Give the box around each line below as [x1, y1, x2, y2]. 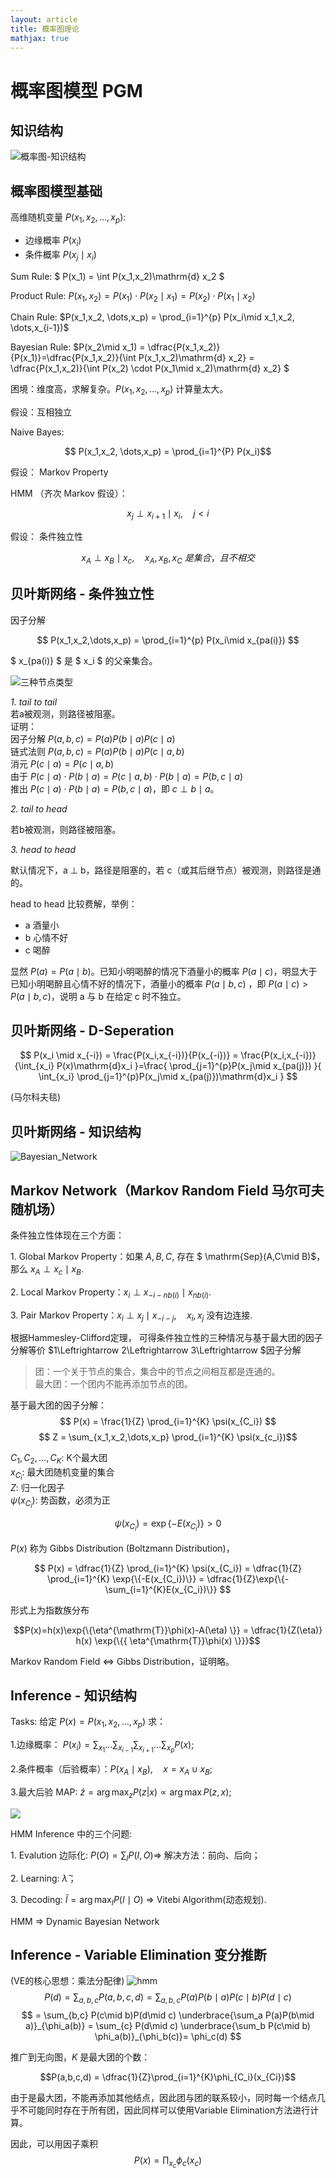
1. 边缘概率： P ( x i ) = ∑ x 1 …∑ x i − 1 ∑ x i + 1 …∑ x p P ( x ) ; [10, 1739, 195, 1755]
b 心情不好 [24, 931, 69, 943]
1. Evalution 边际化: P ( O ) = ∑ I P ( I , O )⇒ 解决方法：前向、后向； [10, 1849, 261, 1863]
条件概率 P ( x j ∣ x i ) [24, 248, 97, 263]
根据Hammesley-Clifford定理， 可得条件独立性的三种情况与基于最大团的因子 [10, 1332, 323, 1344]
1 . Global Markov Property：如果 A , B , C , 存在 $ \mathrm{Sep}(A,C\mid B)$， [10, 1251, 326, 1263]
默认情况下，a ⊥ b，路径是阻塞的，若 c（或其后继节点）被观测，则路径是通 [10, 864, 322, 876]
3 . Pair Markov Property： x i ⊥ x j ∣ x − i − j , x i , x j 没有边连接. [10, 1309, 253, 1323]
